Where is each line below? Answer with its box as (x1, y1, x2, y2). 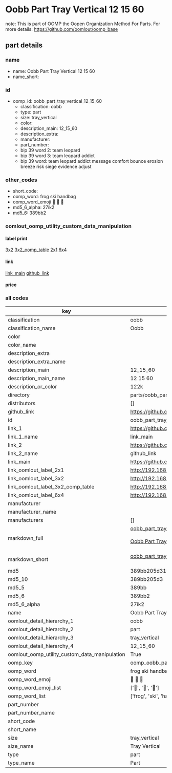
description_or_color (8, 383, 57, 390)
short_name (8, 726, 37, 733)
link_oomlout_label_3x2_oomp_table (8, 483, 95, 491)
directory (8, 391, 30, 399)
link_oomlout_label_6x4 (8, 492, 64, 499)
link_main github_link (5, 270, 50, 276)
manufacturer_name (8, 508, 57, 516)
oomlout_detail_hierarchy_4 (8, 643, 74, 650)
